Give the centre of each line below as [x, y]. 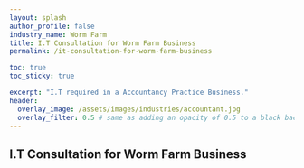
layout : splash [38, 18]
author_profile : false [52, 26]
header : [24, 100]
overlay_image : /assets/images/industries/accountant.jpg [129, 109]
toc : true [28, 68]
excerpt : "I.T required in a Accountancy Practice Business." [129, 92]
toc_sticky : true [42, 76]
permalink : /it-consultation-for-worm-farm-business [111, 51]
